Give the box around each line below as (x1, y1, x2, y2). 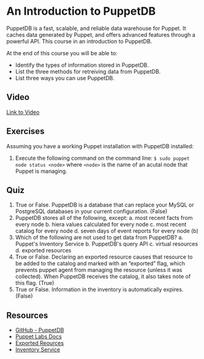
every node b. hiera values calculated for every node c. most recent (15, 221, 187, 228)
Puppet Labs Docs (15, 333, 62, 341)
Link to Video (6, 108, 40, 116)
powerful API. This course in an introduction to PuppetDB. (6, 37, 153, 45)
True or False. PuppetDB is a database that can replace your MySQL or (15, 201, 194, 209)
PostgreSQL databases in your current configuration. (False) (15, 208, 168, 215)
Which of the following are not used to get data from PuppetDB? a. (15, 234, 184, 241)
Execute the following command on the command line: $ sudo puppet (15, 154, 190, 162)
